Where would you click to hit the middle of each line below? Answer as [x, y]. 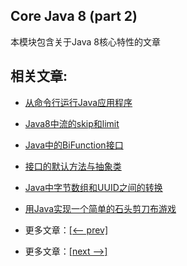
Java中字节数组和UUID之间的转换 [93, 187]
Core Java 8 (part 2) [74, 16]
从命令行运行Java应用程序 [78, 102]
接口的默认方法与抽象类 [73, 166]
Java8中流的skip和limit [72, 123]
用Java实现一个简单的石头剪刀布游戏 [100, 208]
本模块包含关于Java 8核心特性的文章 [85, 41]
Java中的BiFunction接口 [74, 145]
